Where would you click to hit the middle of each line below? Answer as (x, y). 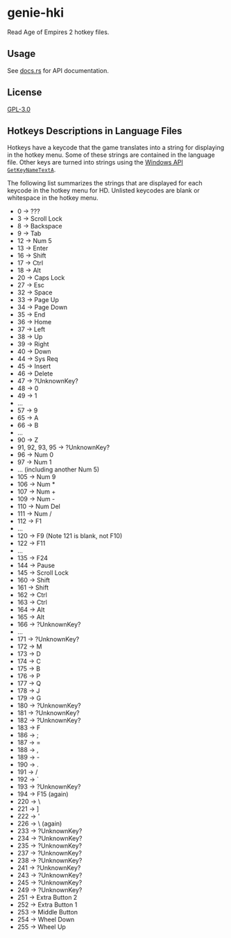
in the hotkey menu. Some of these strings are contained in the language (111, 155)
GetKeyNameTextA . (32, 170)
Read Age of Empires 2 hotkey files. (58, 32)
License (25, 93)
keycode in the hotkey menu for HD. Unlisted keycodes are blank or (103, 191)
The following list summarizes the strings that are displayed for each (105, 183)
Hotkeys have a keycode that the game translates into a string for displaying (116, 148)
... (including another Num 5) (58, 469)
